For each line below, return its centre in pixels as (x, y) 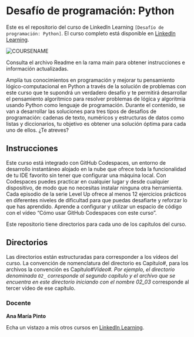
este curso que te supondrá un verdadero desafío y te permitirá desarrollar (97, 92)
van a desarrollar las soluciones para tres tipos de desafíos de (81, 111)
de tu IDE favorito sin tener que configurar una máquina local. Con (86, 175)
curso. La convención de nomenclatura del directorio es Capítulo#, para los (97, 263)
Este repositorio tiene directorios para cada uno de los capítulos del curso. (96, 224)
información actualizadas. (37, 68)
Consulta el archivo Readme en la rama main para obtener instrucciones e (96, 62)
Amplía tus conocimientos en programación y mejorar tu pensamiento (91, 80)
